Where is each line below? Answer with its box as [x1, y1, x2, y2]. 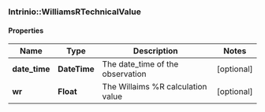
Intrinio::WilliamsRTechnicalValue [8, 6, 142, 17]
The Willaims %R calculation [102, 81, 207, 92]
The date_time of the [102, 59, 179, 70]
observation [102, 69, 147, 80]
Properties [8, 26, 44, 35]
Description [132, 45, 179, 56]
